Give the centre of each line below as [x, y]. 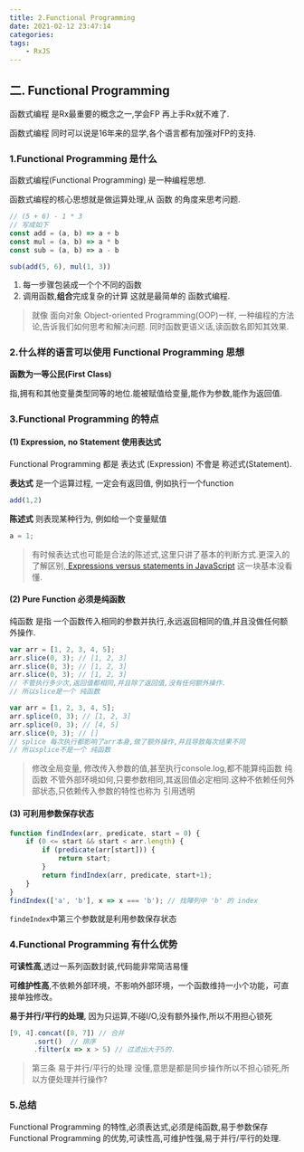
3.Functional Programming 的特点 [85, 419]
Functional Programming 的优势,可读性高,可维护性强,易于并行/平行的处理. [146, 1138]
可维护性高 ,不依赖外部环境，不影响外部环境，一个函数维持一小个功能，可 [146, 985]
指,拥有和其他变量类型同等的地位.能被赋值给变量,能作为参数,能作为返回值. [146, 393]
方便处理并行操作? [73, 1080]
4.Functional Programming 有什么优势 [94, 945]
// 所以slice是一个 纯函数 [55, 692]
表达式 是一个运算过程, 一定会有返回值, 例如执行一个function [122, 483]
